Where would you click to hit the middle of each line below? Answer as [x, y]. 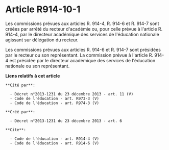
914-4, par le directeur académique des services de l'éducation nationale [82, 34]
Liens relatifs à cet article [33, 76]
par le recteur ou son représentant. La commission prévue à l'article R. [79, 55]
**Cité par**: [20, 85]
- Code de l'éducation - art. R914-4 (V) [55, 139]
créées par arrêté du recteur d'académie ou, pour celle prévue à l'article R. [84, 29]
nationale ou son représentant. [38, 66]
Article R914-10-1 [43, 9]
